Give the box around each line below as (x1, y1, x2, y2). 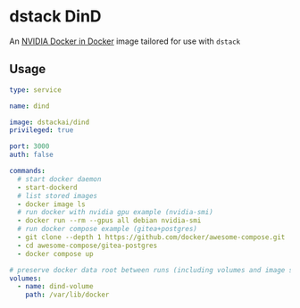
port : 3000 (9, 142, 50, 151)
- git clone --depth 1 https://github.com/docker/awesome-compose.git (17, 233, 286, 242)
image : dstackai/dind (9, 118, 90, 127)
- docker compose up (17, 249, 94, 258)
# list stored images (17, 191, 98, 200)
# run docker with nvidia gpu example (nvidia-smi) (17, 208, 214, 217)
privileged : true (9, 126, 74, 135)
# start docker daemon (17, 174, 102, 184)
